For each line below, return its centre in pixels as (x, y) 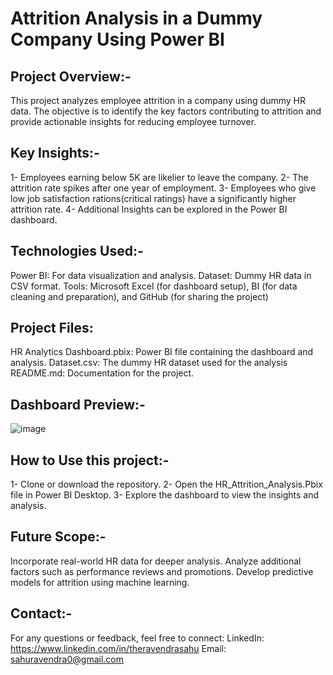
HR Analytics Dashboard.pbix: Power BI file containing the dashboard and (162, 352)
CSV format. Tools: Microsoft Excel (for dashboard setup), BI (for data (154, 286)
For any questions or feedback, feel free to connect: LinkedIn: (137, 638)
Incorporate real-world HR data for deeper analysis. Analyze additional (156, 561)
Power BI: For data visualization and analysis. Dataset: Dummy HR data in (161, 275)
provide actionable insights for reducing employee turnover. (133, 121)
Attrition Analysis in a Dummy (136, 18)
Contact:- (41, 613)
